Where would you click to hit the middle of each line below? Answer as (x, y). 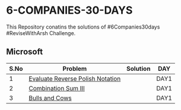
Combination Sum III (57, 88)
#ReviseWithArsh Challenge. (41, 33)
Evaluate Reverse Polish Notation (75, 78)
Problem (75, 68)
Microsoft (25, 52)
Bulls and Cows (50, 98)
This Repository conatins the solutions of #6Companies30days (83, 27)
